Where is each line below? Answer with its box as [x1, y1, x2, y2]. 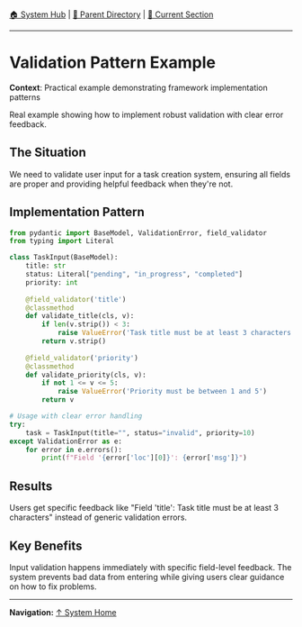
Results [9, 478, 53, 494]
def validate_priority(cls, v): [25, 370, 147, 379]
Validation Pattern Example [9, 52, 216, 73]
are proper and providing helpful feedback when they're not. [9, 178, 234, 189]
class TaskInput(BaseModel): [9, 253, 119, 262]
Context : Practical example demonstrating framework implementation [9, 82, 268, 93]
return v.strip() [41, 337, 106, 346]
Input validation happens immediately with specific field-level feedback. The [9, 561, 292, 572]
